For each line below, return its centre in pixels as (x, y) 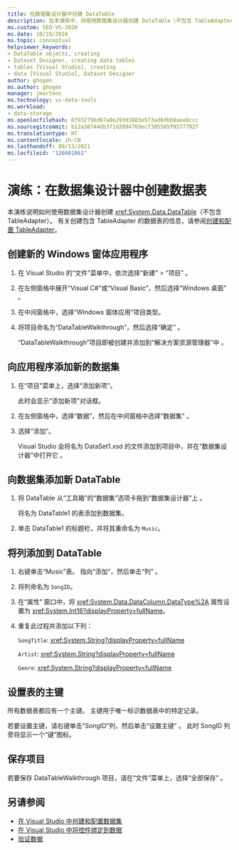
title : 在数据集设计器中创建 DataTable (61, 14)
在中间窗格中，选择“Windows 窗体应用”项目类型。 (91, 312)
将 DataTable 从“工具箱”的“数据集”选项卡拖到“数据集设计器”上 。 (112, 498)
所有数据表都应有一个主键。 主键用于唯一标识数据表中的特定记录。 (105, 711)
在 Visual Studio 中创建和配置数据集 (70, 821)
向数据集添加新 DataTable (64, 480)
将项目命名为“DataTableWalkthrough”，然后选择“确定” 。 (101, 327)
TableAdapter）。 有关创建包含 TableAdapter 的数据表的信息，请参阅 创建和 (116, 220)
